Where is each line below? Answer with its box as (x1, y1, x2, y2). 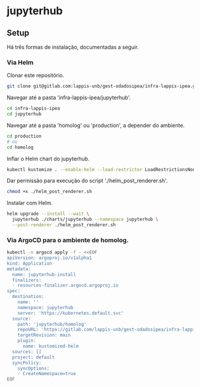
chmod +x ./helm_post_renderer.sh (7, 189, 93, 195)
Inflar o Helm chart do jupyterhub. (7, 155, 90, 162)
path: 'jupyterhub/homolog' (17, 321, 87, 327)
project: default (12, 354, 55, 360)
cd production (7, 133, 42, 139)
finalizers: (12, 277, 42, 283)
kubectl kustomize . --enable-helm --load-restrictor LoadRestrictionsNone (7, 166, 198, 173)
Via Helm (7, 58, 34, 66)
